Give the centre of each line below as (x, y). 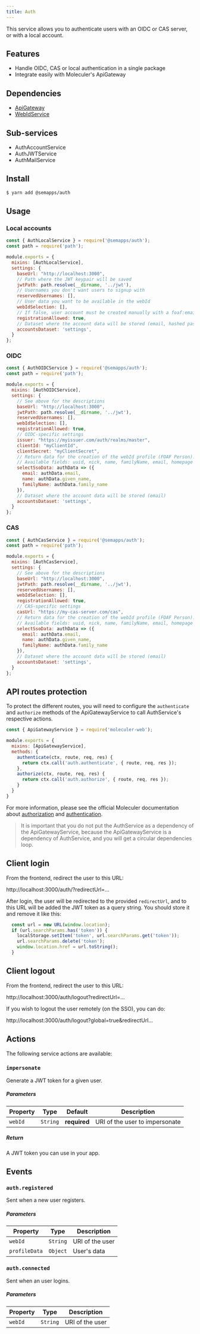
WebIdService (32, 114)
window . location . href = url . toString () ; (68, 947)
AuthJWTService (36, 154)
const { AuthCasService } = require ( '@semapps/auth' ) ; (76, 540)
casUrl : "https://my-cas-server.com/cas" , (70, 612)
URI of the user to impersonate (138, 1122)
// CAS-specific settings (49, 607)
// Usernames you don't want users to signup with (81, 291)
